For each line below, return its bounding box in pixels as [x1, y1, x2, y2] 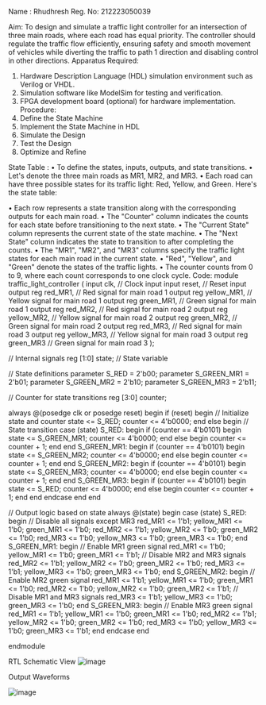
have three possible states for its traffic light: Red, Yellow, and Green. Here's [8, 179, 257, 189]
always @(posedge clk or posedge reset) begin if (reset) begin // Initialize [8, 408, 249, 418]
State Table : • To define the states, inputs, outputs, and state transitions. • [8, 163, 253, 171]
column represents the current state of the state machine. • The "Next [8, 229, 238, 237]
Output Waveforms [8, 672, 70, 681]
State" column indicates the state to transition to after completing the [8, 237, 234, 246]
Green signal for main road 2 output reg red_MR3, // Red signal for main [8, 322, 242, 330]
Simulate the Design [19, 130, 86, 140]
